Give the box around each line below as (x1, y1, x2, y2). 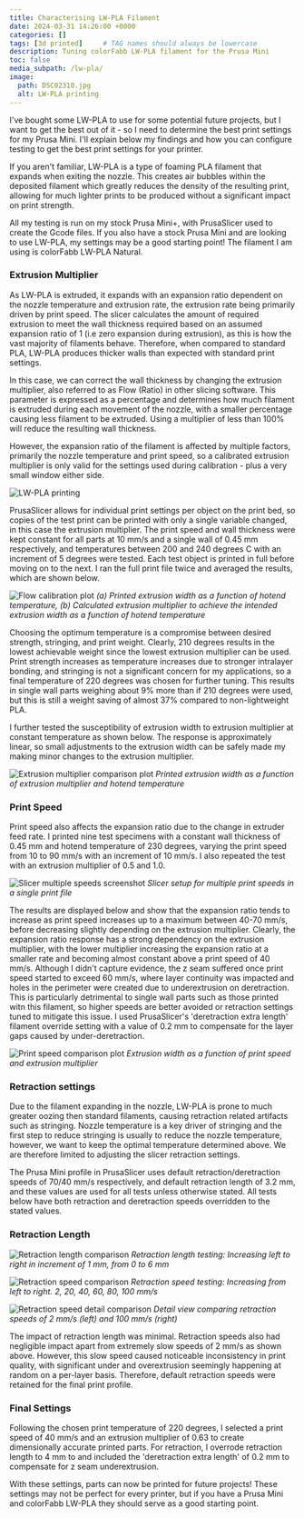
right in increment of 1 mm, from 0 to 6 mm (9, 1258, 170, 1269)
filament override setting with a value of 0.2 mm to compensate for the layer (9, 1021, 294, 1032)
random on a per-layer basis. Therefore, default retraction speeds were (9, 1369, 276, 1380)
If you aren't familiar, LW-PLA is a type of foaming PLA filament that (9, 161, 262, 172)
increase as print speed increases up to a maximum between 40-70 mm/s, (9, 914, 289, 925)
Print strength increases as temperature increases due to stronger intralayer (9, 655, 293, 666)
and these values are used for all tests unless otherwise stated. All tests (9, 1186, 278, 1197)
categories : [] (9, 30, 67, 39)
